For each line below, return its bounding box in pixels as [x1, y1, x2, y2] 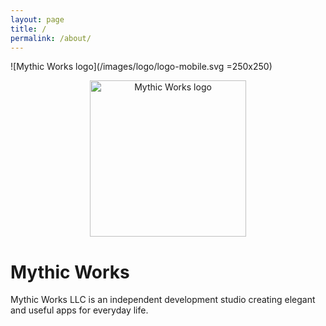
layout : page [10, 14, 65, 25]
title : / [10, 24, 47, 34]
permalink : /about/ [10, 33, 92, 43]
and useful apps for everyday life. [10, 304, 149, 316]
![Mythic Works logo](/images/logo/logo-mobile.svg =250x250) [10, 61, 273, 73]
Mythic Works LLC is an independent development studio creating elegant [10, 294, 316, 306]
